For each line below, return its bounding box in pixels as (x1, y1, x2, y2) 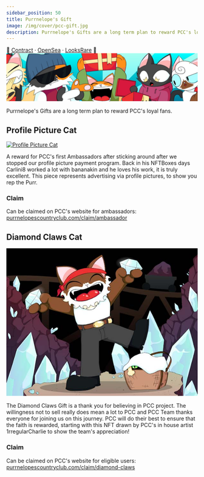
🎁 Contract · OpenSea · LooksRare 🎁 (6, 46, 97, 54)
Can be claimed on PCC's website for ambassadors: (6, 207, 137, 215)
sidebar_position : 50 (6, 10, 61, 16)
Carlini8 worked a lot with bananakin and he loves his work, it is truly (6, 166, 178, 173)
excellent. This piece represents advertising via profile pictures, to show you (6, 172, 197, 179)
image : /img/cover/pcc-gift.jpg (6, 23, 88, 29)
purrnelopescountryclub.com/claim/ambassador (6, 214, 127, 221)
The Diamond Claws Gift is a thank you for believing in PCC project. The (6, 402, 186, 409)
